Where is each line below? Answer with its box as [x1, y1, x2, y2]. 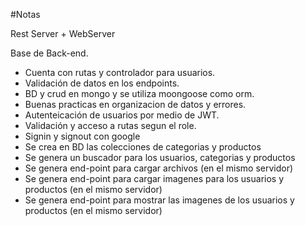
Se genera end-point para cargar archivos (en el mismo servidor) [24, 162, 294, 174]
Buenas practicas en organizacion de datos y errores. [24, 99, 247, 110]
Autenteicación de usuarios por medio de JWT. [24, 109, 220, 121]
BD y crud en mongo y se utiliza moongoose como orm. [24, 88, 255, 99]
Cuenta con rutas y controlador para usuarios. [24, 67, 216, 78]
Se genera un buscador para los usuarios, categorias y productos [24, 152, 296, 163]
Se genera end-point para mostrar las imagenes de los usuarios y [24, 194, 295, 206]
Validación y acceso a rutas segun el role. [24, 120, 197, 131]
